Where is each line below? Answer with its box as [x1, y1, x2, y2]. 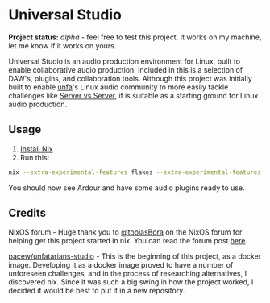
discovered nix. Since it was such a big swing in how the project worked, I [8, 277, 254, 287]
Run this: [19, 152, 50, 162]
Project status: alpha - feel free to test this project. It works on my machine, [8, 32, 262, 42]
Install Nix [19, 143, 54, 154]
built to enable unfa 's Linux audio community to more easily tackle [8, 82, 229, 92]
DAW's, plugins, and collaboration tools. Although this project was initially [8, 73, 252, 83]
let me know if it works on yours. [8, 40, 117, 50]
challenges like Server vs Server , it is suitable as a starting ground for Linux [8, 90, 259, 100]
